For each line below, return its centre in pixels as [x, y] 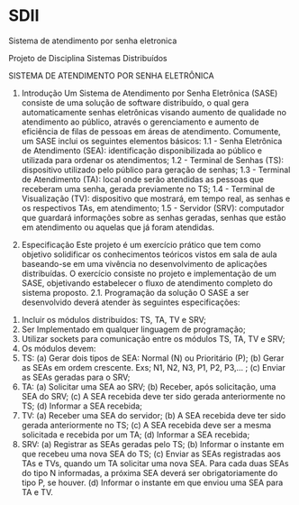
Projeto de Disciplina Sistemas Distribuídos [88, 58]
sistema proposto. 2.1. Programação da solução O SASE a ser [135, 292]
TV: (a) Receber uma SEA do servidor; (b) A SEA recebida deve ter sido [154, 415]
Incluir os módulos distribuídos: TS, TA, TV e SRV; [113, 319]
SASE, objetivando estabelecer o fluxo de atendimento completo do [147, 283]
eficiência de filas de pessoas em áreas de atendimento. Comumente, [151, 131]
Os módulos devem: [59, 348]
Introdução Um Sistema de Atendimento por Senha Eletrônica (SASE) [149, 93]
